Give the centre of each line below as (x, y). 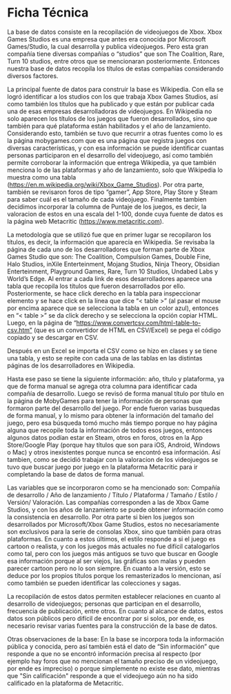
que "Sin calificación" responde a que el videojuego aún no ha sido (103, 675)
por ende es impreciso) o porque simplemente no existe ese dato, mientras (114, 668)
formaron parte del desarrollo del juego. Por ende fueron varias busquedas (114, 408)
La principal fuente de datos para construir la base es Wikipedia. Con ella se (115, 89)
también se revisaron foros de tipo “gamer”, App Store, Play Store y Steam (113, 192)
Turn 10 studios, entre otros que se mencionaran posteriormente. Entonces (113, 61)
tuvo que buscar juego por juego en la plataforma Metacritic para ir (102, 467)
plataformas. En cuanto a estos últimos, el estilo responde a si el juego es (111, 539)
